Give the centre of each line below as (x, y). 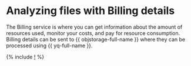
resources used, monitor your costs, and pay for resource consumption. (93, 33)
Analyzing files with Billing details (91, 11)
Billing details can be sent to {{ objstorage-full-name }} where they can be (96, 39)
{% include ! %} (25, 57)
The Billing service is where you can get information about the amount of (94, 27)
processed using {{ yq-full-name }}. (49, 46)
